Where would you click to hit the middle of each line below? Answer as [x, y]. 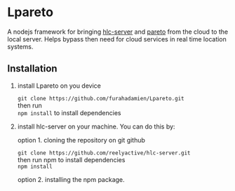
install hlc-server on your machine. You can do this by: [96, 126]
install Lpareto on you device [59, 86]
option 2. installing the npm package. [71, 179]
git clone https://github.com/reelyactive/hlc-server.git [104, 153]
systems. [20, 46]
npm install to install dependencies [69, 112]
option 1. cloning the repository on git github [81, 140]
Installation [32, 68]
